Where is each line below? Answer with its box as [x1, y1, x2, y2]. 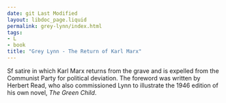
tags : [7, 29, 23, 36]
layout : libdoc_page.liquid [7, 16, 87, 23]
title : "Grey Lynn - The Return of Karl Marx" [7, 48, 142, 55]
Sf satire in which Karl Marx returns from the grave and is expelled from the [7, 66, 220, 75]
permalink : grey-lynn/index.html [7, 23, 102, 29]
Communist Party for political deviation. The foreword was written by [7, 74, 201, 82]
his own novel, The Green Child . [7, 88, 97, 96]
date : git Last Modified [7, 10, 78, 17]
